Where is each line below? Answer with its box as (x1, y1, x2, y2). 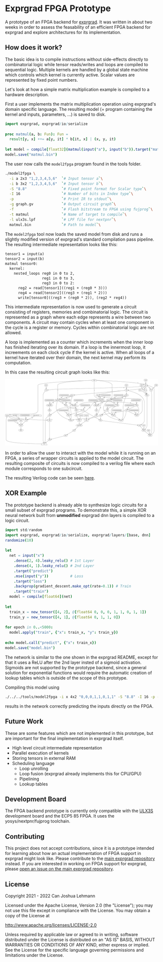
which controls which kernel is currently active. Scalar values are (5, 71, 135, 78)
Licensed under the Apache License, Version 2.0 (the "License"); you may (5, 902, 153, 908)
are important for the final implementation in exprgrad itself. (5, 735, 124, 741)
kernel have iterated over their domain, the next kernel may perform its (5, 355, 147, 360)
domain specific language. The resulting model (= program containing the (5, 106, 153, 112)
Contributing (5, 832, 45, 840)
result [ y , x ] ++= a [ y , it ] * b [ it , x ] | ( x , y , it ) (9, 137, 116, 142)
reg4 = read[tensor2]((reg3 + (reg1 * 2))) (17, 290, 108, 295)
